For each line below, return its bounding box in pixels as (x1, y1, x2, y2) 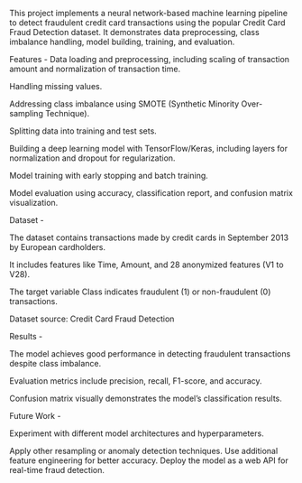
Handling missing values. (9, 81, 103, 91)
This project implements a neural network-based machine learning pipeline (9, 8, 288, 18)
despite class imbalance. (9, 358, 102, 368)
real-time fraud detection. (9, 465, 105, 475)
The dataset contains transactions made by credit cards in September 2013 (9, 232, 289, 243)
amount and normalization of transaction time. (9, 63, 181, 74)
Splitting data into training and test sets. (9, 125, 158, 136)
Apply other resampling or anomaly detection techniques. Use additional (9, 446, 279, 456)
